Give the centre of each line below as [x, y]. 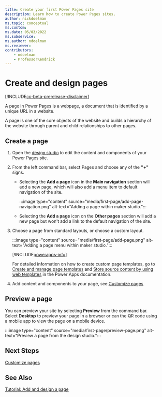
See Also [19, 378]
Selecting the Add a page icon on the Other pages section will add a [88, 216]
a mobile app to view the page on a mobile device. [55, 321]
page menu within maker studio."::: [78, 245]
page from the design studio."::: [69, 335]
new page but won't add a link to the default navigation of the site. [85, 221]
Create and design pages [56, 83]
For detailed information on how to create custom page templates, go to [84, 264]
